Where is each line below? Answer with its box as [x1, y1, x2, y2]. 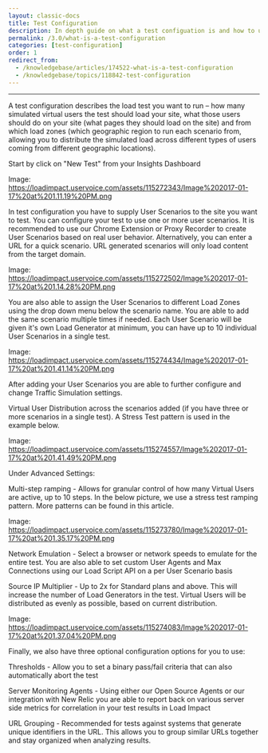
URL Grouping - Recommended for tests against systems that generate [8, 718, 242, 728]
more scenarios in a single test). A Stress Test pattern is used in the [8, 411, 231, 421]
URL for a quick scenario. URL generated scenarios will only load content [8, 241, 249, 250]
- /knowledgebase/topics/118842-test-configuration [15, 71, 191, 79]
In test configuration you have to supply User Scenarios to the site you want [8, 206, 258, 216]
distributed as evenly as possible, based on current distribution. [8, 598, 218, 608]
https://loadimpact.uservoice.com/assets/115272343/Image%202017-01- [8, 182, 249, 192]
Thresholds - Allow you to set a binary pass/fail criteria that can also [8, 662, 233, 671]
